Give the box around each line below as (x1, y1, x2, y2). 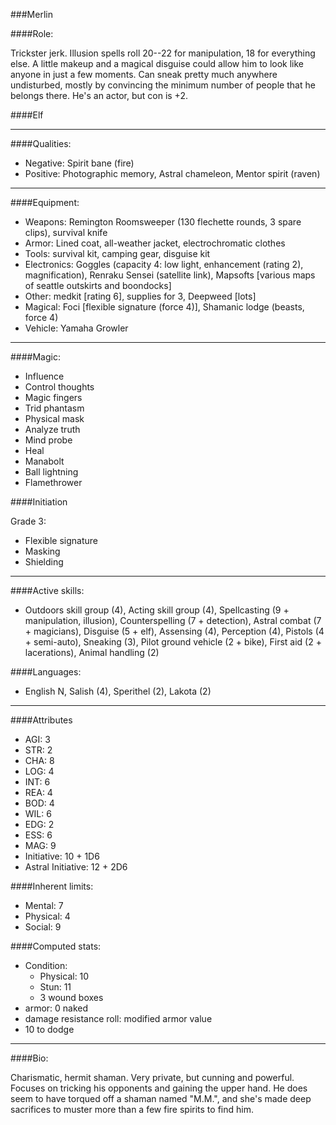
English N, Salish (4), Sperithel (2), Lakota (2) (24, 685, 212, 697)
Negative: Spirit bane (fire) (24, 157, 135, 169)
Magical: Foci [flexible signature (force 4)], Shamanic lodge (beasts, (24, 301, 305, 313)
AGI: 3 (24, 734, 51, 745)
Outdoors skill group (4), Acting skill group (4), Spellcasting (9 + (24, 604, 290, 616)
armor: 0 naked (24, 1002, 89, 1014)
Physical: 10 (39, 970, 90, 982)
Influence (24, 370, 65, 382)
